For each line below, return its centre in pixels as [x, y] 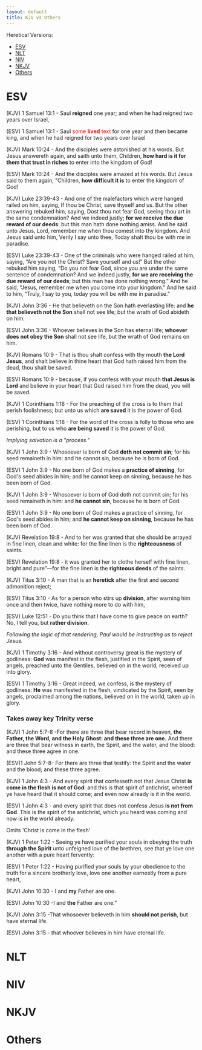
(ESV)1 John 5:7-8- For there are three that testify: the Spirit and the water [99, 763]
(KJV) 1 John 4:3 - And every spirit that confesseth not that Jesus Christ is [99, 781]
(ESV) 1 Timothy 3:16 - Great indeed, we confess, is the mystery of [89, 683]
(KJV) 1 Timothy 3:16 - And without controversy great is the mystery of [94, 653]
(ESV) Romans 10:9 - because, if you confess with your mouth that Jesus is [101, 379]
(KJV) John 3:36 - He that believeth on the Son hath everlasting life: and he [100, 305]
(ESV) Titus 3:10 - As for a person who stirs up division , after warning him [98, 598]
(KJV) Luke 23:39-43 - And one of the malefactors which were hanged [95, 199]
